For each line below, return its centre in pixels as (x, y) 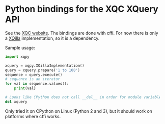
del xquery (16, 101)
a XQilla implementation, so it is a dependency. (52, 38)
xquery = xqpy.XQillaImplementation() (45, 65)
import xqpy (17, 57)
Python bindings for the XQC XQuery (82, 9)
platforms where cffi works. (33, 116)
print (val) (25, 88)
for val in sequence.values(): (37, 84)
